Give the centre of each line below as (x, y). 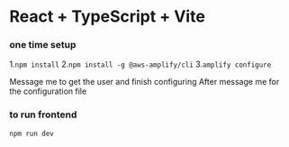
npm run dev (32, 133)
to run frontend (43, 115)
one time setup (43, 45)
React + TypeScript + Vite (107, 17)
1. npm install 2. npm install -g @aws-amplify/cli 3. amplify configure (140, 64)
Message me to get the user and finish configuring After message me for (144, 82)
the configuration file (48, 91)
